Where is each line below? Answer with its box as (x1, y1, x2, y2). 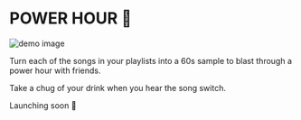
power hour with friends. (9, 65, 101, 76)
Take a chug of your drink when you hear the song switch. (9, 82, 226, 93)
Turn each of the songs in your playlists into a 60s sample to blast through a (9, 55, 292, 66)
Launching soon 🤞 (9, 99, 77, 111)
